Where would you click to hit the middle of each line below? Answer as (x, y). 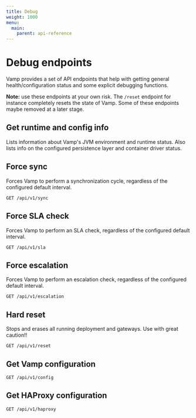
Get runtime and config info (58, 128)
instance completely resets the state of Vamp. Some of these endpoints (92, 103)
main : (18, 28)
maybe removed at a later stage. (45, 109)
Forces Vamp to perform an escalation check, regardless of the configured (96, 279)
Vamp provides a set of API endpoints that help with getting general (88, 79)
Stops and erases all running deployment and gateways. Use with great (92, 329)
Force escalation (37, 265)
